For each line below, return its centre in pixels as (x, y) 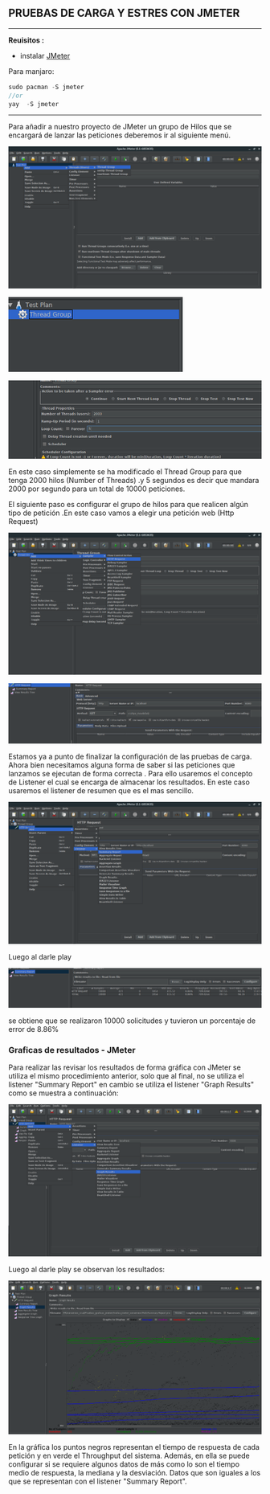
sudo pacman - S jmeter (46, 87)
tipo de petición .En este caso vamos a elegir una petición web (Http (121, 513)
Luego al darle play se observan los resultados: (87, 1270)
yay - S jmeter (34, 104)
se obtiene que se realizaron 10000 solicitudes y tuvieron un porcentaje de (132, 1021)
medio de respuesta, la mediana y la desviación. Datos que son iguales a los (135, 1472)
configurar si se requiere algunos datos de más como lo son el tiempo (124, 1464)
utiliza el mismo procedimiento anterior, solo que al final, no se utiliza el (126, 1076)
